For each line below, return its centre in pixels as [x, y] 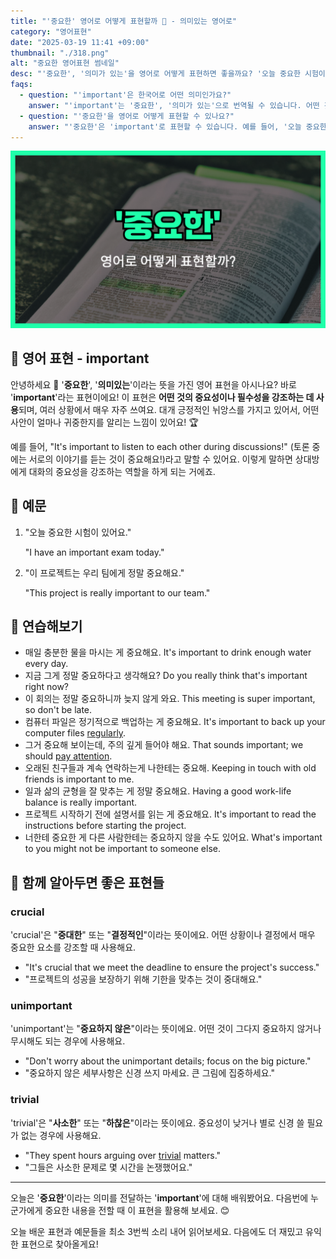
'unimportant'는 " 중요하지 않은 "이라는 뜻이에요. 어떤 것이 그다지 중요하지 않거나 [166, 1029]
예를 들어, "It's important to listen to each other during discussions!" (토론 [160, 446]
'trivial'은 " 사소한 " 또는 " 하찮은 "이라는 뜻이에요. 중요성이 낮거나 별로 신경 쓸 [157, 1122]
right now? [47, 687]
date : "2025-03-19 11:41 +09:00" [80, 42]
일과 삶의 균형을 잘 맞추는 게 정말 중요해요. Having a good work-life [158, 791]
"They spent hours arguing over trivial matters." [123, 1155]
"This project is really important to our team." [117, 592]
